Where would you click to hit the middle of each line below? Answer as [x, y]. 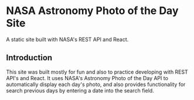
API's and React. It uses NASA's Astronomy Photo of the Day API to [87, 78]
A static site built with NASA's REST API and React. [67, 39]
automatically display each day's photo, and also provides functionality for [96, 84]
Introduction [29, 58]
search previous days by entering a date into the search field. [80, 90]
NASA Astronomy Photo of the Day [92, 11]
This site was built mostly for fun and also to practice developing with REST [97, 72]
